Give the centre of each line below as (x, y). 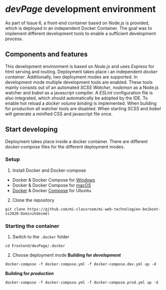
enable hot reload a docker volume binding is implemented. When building (81, 103)
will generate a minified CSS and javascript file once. (59, 114)
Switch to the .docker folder (41, 237)
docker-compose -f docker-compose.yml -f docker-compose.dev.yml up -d (81, 264)
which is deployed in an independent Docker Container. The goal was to (79, 28)
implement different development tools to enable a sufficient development (81, 33)
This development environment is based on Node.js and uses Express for (80, 66)
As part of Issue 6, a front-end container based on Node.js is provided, (77, 23)
